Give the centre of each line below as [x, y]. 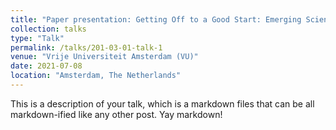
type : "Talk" [37, 38]
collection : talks [48, 29]
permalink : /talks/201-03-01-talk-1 [86, 47]
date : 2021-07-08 [46, 66]
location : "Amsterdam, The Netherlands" [96, 76]
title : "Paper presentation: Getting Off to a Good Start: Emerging [156, 19]
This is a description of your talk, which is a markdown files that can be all [162, 103]
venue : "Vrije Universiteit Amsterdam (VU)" [104, 57]
